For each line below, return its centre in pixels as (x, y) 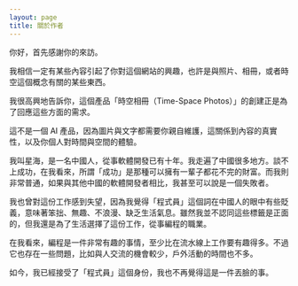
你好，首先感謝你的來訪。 (56, 52)
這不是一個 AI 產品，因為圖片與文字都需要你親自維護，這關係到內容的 (136, 130)
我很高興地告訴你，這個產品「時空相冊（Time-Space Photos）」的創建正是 (145, 100)
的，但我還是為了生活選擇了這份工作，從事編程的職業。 (110, 223)
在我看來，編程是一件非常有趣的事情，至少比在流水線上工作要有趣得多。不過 (149, 242)
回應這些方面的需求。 (55, 112)
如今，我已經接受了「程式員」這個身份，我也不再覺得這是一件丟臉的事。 (141, 272)
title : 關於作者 (36, 26)
